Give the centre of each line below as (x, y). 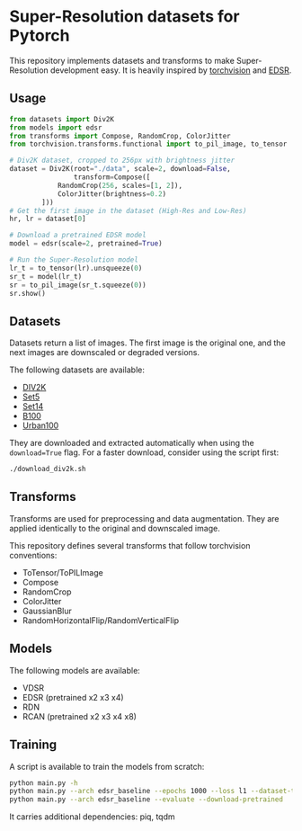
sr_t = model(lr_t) (46, 276)
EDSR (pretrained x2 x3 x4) (73, 697)
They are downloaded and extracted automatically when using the (132, 443)
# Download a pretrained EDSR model (78, 236)
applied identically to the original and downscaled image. (115, 528)
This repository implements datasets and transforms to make (122, 60)
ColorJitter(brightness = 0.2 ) (112, 194)
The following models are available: (75, 670)
